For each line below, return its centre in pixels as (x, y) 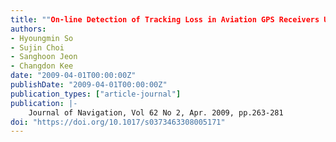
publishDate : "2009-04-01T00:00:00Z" (89, 85)
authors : (28, 29)
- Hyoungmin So (42, 38)
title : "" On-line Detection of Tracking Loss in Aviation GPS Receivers (165, 19)
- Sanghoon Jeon (44, 57)
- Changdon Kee (42, 66)
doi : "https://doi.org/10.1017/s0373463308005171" (118, 122)
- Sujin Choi (37, 47)
